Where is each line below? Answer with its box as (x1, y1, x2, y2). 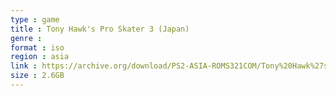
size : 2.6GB (10, 71, 65, 81)
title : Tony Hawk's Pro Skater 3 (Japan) (10, 24, 190, 34)
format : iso (10, 42, 65, 53)
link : (10, 61, 38, 71)
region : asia (10, 52, 70, 62)
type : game (10, 14, 60, 25)
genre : (10, 33, 43, 43)
